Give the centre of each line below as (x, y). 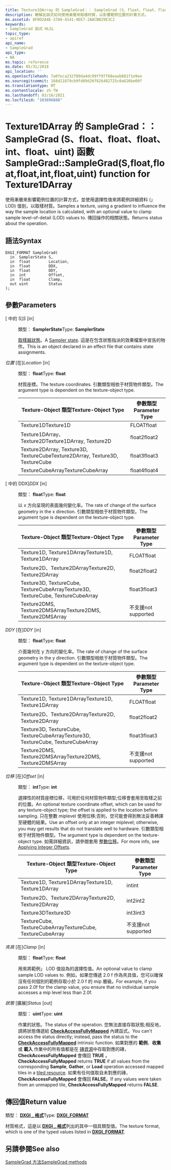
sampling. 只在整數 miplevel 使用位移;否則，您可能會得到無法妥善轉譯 (91, 816)
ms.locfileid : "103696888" (34, 100)
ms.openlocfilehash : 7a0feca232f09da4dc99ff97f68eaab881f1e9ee (74, 76)
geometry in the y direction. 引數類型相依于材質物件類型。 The (83, 658)
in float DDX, (34, 266)
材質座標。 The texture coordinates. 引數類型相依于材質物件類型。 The (91, 384)
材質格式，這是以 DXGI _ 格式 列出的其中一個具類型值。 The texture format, (83, 1126)
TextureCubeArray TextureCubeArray (64, 470)
